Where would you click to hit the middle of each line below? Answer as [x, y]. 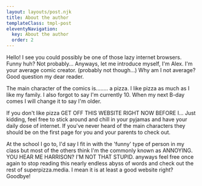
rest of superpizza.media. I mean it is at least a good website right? [90, 170]
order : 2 [23, 40]
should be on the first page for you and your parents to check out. [89, 132]
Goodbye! [18, 176]
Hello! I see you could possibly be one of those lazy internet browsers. [94, 57]
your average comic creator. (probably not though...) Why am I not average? [101, 70]
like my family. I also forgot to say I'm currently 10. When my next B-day [96, 95]
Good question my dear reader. [45, 77]
